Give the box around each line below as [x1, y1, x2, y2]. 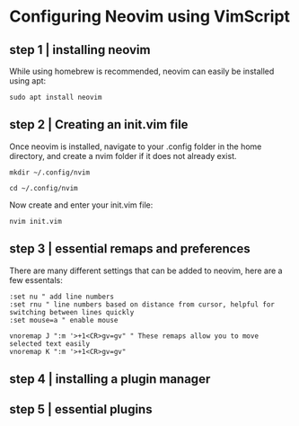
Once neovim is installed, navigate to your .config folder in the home [9, 141, 262, 152]
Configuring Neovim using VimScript [9, 6, 290, 27]
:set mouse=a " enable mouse [9, 315, 119, 324]
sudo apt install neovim [9, 93, 102, 102]
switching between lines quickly [9, 307, 135, 316]
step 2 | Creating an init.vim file [9, 117, 189, 132]
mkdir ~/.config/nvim [9, 168, 91, 177]
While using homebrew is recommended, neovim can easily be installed [9, 66, 275, 76]
